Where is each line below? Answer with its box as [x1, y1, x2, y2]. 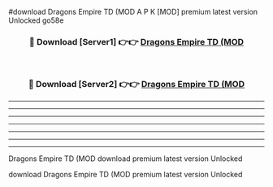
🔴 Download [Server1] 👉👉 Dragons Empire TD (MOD [28, 36, 245, 47]
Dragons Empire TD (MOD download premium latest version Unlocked [8, 154, 243, 163]
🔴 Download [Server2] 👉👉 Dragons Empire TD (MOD [28, 79, 245, 90]
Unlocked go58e [8, 15, 64, 25]
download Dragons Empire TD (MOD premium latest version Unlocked [8, 169, 243, 179]
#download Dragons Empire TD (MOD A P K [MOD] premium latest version [8, 7, 258, 16]
